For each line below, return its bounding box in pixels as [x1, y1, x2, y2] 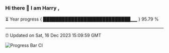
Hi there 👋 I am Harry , [5, 4, 60, 11]
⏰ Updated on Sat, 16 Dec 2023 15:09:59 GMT [5, 32, 102, 38]
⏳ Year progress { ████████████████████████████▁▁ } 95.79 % [5, 16, 159, 22]
